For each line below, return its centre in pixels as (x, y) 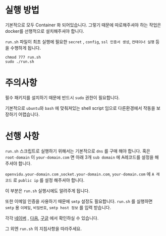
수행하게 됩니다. (26, 48)
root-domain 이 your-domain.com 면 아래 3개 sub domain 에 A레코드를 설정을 (79, 157)
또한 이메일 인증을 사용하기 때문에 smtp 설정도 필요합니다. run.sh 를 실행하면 (79, 201)
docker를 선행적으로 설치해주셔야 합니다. (45, 31)
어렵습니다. (29, 114)
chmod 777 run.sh (23, 57)
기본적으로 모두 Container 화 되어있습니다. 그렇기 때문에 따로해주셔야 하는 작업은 (83, 25)
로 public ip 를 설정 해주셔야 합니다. (49, 180)
